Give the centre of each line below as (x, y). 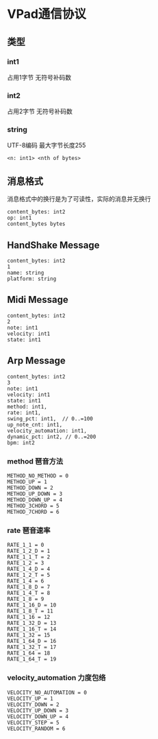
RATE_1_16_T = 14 (32, 629)
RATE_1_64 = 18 (29, 653)
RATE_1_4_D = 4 (29, 569)
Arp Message (37, 361)
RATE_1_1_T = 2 (29, 557)
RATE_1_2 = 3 (26, 563)
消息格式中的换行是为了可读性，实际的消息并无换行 (79, 199)
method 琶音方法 (35, 461)
